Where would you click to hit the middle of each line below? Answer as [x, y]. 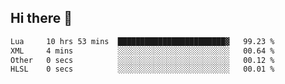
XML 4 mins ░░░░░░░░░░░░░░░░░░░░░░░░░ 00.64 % [142, 51]
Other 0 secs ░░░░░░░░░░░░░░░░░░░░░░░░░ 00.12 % [142, 60]
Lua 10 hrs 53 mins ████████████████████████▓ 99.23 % [142, 41]
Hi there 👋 [41, 18]
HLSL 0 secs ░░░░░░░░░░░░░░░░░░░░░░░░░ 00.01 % [142, 69]
